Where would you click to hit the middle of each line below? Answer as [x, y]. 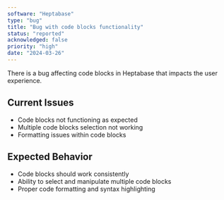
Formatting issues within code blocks [72, 135]
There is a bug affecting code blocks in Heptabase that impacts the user [112, 73]
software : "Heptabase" [41, 14]
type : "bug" [25, 20]
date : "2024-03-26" [36, 54]
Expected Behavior [50, 157]
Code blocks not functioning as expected [77, 120]
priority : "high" [33, 46]
